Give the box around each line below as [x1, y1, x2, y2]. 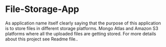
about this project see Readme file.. [5, 36, 78, 42]
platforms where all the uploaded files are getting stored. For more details [5, 30, 156, 36]
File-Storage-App [5, 3, 79, 15]
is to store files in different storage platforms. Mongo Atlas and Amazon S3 [5, 25, 159, 31]
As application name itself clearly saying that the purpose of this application [5, 20, 161, 26]
